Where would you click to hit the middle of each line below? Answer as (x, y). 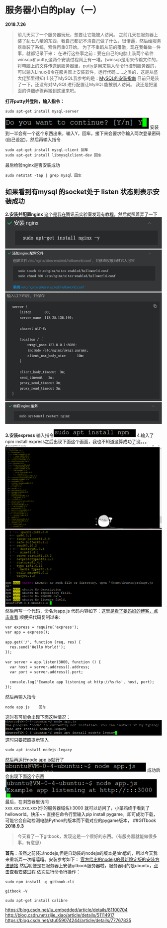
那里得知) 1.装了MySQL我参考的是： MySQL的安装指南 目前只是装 (92, 78)
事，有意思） (30, 843)
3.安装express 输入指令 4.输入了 (80, 435)
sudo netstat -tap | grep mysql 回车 (43, 175)
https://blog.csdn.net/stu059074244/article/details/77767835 (68, 921)
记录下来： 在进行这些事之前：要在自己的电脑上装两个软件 (94, 53)
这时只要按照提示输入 (27, 740)
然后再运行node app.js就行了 (35, 760)
